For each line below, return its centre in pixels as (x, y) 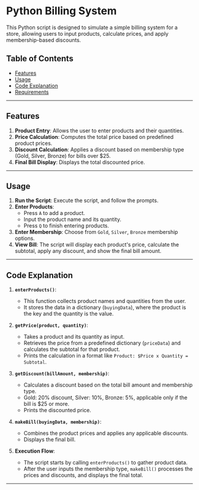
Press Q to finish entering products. (66, 226)
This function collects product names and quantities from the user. (105, 301)
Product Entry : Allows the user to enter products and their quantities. (99, 130)
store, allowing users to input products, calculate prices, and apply (87, 33)
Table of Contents (40, 59)
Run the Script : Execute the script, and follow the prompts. (86, 201)
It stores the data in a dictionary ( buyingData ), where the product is (105, 308)
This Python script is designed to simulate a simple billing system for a (92, 27)
